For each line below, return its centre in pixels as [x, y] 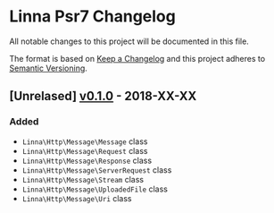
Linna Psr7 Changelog [92, 17]
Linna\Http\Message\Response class [87, 160]
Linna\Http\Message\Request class [85, 150]
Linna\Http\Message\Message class [85, 141]
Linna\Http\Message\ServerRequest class [97, 170]
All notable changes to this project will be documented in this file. [129, 41]
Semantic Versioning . [48, 68]
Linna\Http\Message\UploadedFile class [95, 189]
